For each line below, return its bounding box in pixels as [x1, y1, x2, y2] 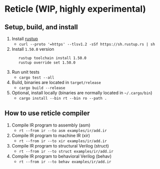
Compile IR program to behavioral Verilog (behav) [11, 153, 112, 159]
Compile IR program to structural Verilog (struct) [11, 143, 109, 148]
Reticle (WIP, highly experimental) [4, 3, 146, 15]
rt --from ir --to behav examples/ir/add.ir [19, 159, 112, 164]
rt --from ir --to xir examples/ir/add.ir [19, 138, 107, 144]
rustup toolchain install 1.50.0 [18, 56, 87, 61]
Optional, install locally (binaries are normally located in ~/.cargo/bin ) [11, 89, 153, 96]
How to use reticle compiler [4, 109, 90, 118]
